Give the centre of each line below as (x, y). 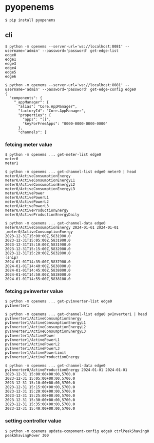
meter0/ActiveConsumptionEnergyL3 (40, 189)
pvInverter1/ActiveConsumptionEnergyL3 (46, 332)
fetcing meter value (29, 145)
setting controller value (33, 421)
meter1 (12, 163)
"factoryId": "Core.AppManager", (52, 111)
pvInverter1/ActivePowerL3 (32, 349)
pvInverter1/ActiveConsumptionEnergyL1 (46, 323)
